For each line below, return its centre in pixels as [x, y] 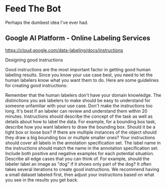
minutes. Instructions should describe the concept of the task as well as [79, 116]
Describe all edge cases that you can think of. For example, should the [77, 159]
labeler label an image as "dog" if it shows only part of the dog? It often [78, 164]
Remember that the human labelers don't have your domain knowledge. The [83, 95]
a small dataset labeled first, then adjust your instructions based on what [80, 175]
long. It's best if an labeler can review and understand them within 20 [77, 111]
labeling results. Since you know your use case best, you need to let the [79, 75]
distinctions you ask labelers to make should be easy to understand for [78, 100]
